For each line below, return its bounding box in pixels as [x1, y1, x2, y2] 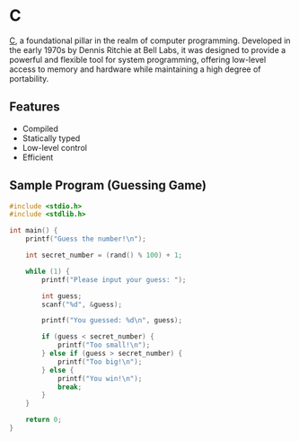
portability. [9, 73, 49, 84]
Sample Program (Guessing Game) [9, 178, 207, 193]
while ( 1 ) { [25, 267, 70, 276]
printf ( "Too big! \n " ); [57, 357, 143, 366]
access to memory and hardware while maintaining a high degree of [9, 64, 261, 75]
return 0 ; [25, 415, 63, 425]
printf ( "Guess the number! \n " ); [25, 234, 146, 243]
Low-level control [22, 142, 88, 153]
